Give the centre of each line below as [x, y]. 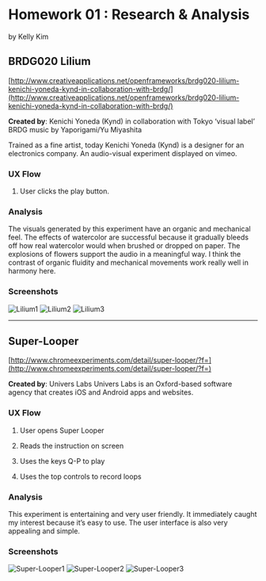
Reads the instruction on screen [72, 445]
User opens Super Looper [62, 430]
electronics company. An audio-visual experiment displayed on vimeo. [123, 153]
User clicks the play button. [64, 191]
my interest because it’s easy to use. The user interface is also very [118, 523]
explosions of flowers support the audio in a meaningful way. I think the [125, 254]
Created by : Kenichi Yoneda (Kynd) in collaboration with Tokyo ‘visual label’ [132, 121]
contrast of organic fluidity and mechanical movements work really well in [129, 262]
